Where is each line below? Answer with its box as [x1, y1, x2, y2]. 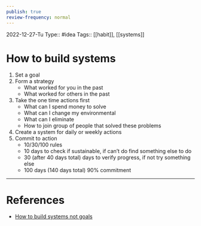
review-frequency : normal [6, 14, 71, 20]
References [6, 193, 65, 207]
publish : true [6, 8, 42, 15]
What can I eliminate [23, 116, 75, 123]
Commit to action [14, 135, 58, 142]
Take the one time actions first [14, 97, 90, 104]
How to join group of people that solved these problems [23, 122, 162, 129]
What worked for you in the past [23, 84, 103, 91]
